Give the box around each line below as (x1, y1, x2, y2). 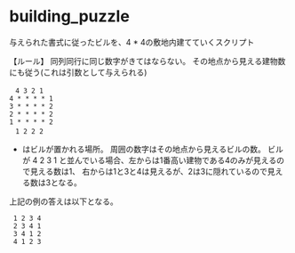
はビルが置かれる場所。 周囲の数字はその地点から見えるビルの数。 (21, 143, 267, 154)
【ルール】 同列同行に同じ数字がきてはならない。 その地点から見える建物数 (9, 55, 286, 66)
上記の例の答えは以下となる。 (9, 196, 118, 207)
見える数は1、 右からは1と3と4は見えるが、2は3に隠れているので (29, 166, 268, 176)
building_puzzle (9, 6, 131, 27)
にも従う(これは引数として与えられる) (9, 67, 147, 78)
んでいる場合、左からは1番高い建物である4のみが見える (74, 154, 277, 166)
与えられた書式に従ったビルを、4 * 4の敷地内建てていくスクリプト (9, 37, 255, 47)
